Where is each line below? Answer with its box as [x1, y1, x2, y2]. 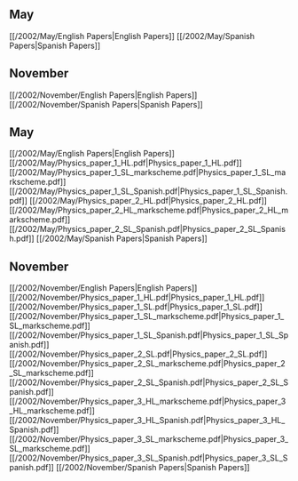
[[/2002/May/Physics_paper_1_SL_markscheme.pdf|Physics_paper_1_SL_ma [9, 167, 286, 178]
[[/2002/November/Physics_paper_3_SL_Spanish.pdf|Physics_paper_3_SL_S [9, 453, 288, 463]
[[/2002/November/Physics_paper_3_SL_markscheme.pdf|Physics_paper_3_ [9, 434, 289, 445]
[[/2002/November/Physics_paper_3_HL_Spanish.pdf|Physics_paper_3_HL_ [9, 415, 286, 426]
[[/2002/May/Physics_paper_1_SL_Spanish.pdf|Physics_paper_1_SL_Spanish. [9, 186, 288, 196]
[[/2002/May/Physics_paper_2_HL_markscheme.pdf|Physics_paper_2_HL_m [9, 204, 289, 216]
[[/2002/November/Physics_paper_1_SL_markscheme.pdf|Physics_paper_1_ [9, 311, 285, 322]
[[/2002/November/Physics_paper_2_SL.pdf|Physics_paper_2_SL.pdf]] [9, 349, 268, 359]
